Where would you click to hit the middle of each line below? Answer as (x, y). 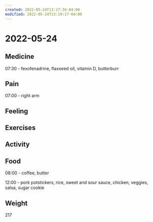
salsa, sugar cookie (25, 188)
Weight (16, 203)
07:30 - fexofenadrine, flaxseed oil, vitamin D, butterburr (62, 68)
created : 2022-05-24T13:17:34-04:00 (42, 10)
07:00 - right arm (22, 96)
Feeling (17, 111)
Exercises (20, 128)
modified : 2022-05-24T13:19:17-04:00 (44, 14)
